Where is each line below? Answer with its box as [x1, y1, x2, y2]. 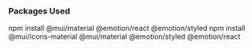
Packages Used [8, 6, 71, 17]
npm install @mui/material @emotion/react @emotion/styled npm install [8, 24, 246, 33]
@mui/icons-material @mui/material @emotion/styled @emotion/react [8, 32, 241, 41]
